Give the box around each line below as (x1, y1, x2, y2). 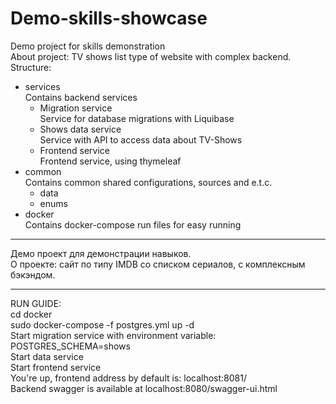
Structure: (10, 61, 52, 73)
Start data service (10, 350, 84, 362)
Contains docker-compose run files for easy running (24, 218, 242, 231)
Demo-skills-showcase (10, 7, 208, 30)
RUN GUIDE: (10, 297, 62, 309)
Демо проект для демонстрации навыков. (10, 247, 192, 259)
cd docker (10, 308, 53, 320)
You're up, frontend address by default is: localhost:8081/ (10, 372, 247, 384)
